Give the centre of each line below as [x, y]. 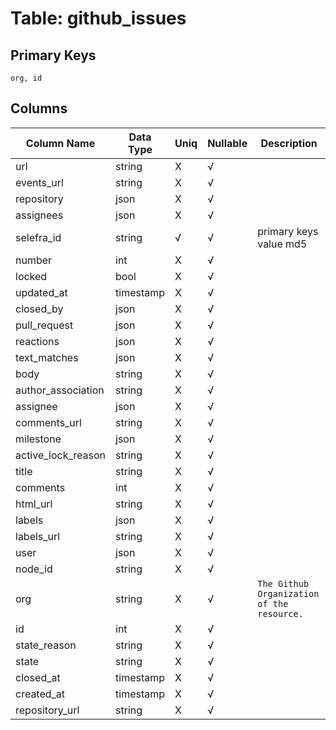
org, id [26, 78]
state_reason [46, 645]
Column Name [60, 143]
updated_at [41, 292]
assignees [39, 215]
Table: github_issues [98, 18]
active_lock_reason [61, 455]
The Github [283, 583]
